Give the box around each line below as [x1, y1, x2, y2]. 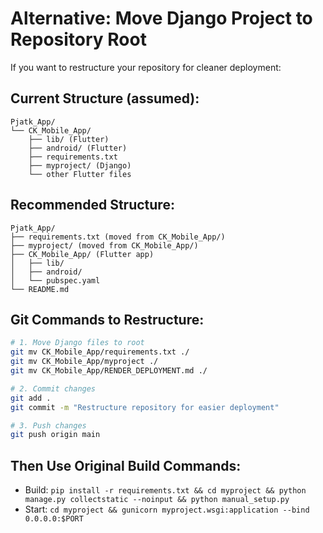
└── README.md [10, 284, 70, 294]
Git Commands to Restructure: [10, 311, 205, 328]
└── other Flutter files [28, 169, 132, 179]
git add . [10, 393, 52, 403]
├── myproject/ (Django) [28, 160, 132, 171]
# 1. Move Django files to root [10, 338, 145, 348]
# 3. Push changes [10, 420, 87, 431]
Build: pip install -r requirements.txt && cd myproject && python [24, 484, 307, 496]
